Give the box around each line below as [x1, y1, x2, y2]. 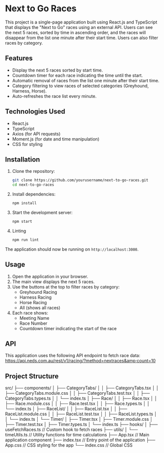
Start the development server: [12, 210, 73, 215]
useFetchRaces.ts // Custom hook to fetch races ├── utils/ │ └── [5, 427, 138, 432]
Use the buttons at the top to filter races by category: [12, 284, 120, 289]
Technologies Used [5, 107, 65, 116]
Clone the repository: [12, 168, 55, 174]
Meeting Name [19, 315, 50, 321]
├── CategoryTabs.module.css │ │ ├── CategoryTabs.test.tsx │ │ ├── [5, 390, 150, 396]
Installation [5, 155, 40, 164]
